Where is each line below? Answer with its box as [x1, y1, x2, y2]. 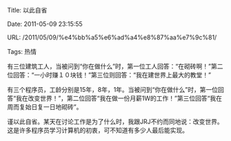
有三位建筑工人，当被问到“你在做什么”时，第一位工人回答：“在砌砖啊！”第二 [7, 62, 223, 70]
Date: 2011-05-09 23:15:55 [7, 20, 83, 28]
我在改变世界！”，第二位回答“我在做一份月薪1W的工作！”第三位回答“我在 [16, 94, 223, 102]
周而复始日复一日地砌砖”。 [7, 103, 83, 111]
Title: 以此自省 [7, 6, 48, 14]
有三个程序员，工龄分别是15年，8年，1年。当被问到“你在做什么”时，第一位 [7, 86, 219, 93]
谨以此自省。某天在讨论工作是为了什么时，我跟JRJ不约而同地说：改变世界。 [7, 117, 223, 126]
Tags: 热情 [7, 48, 37, 55]
